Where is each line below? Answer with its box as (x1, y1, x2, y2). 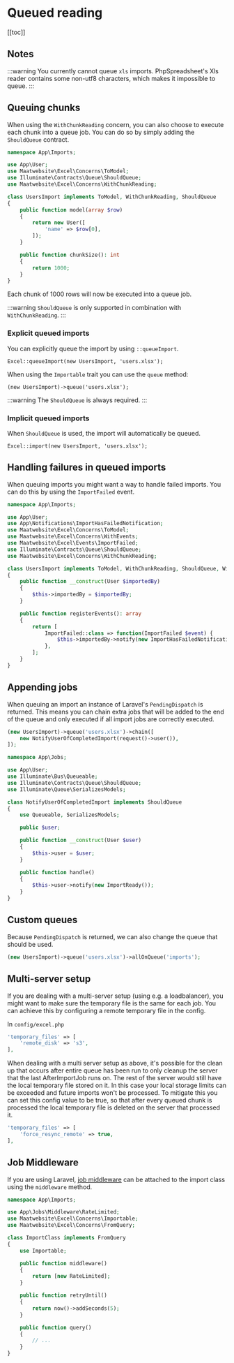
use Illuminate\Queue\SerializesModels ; (7, 786, 127, 793)
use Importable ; (19, 1247, 68, 1254)
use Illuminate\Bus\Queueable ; (7, 773, 98, 780)
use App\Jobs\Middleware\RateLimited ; (7, 1209, 120, 1216)
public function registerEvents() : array (19, 610, 141, 617)
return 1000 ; (32, 264, 70, 272)
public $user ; (19, 824, 61, 832)
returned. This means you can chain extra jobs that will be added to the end (7, 707, 224, 716)
